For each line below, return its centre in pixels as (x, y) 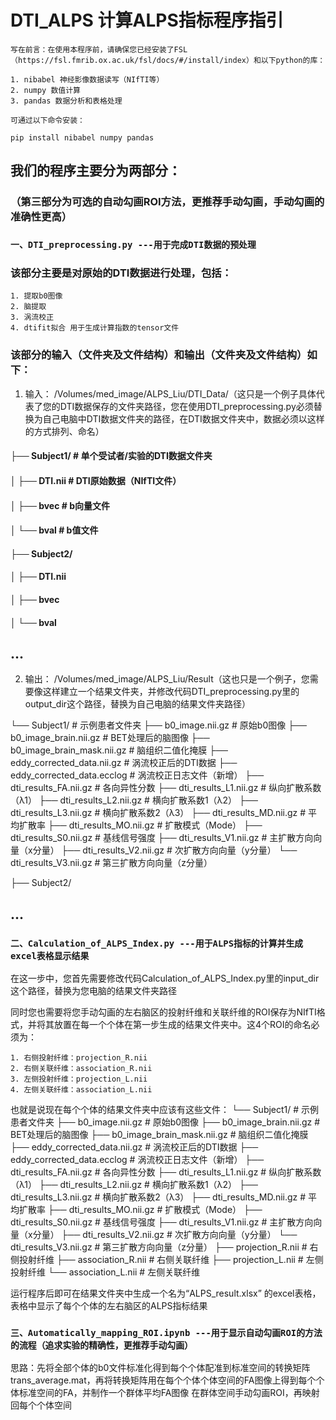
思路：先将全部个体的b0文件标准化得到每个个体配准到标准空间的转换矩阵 (160, 1368)
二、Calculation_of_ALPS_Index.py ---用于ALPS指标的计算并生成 (157, 943)
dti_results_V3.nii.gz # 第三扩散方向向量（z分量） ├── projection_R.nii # (159, 1247)
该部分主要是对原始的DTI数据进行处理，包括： (121, 273)
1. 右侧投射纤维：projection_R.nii (79, 1058)
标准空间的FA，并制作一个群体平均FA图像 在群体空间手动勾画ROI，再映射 (169, 1393)
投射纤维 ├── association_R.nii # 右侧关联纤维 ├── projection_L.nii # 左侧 (171, 1260)
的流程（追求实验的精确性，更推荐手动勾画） (102, 1345)
